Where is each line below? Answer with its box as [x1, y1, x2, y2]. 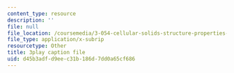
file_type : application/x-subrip [7, 36, 104, 43]
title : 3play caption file [7, 49, 86, 56]
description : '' [7, 17, 54, 24]
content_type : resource [7, 10, 77, 17]
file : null [7, 23, 39, 30]
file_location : [7, 29, 52, 37]
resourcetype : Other [7, 42, 68, 49]
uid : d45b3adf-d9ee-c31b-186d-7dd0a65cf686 [7, 56, 136, 63]
